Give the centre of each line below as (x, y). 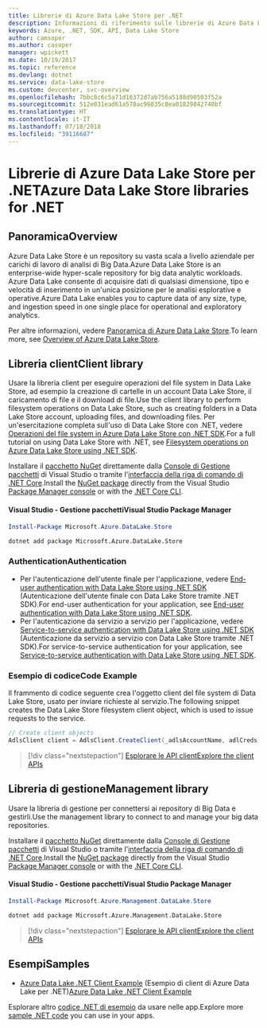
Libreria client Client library (76, 364)
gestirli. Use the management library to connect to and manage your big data (133, 816)
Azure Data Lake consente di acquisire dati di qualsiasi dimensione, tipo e (129, 281)
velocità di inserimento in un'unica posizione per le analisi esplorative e (125, 289)
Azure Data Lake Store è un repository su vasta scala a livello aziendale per (132, 256)
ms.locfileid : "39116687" (51, 134)
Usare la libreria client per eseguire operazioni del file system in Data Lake (130, 383)
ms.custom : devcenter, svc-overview (69, 90)
